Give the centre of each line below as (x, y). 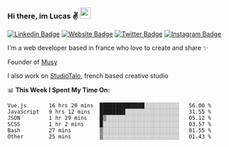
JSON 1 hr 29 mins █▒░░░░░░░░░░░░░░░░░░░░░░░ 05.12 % (110, 118)
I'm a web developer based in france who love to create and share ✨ (108, 48)
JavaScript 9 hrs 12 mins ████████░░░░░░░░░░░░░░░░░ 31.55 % (110, 112)
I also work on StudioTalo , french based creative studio (88, 76)
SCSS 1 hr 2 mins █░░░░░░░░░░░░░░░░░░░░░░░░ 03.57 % (110, 124)
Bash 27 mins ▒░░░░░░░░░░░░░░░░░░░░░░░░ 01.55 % (110, 131)
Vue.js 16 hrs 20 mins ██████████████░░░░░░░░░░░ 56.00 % (110, 106)
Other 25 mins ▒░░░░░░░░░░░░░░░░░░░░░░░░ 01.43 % (110, 137)
